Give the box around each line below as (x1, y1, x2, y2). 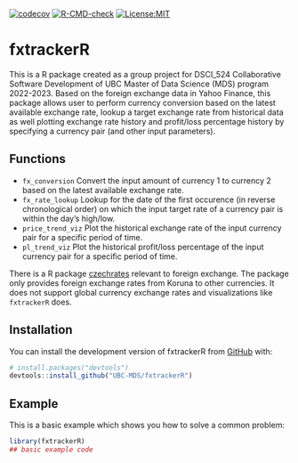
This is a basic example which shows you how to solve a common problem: (9, 419, 285, 431)
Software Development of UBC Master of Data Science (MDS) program (9, 78, 270, 89)
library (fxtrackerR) (9, 437, 86, 446)
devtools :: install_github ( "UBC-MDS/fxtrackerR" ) (9, 371, 193, 380)
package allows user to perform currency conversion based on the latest (9, 97, 276, 108)
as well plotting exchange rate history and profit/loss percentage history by (9, 116, 285, 126)
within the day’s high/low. (21, 213, 116, 223)
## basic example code (9, 445, 93, 454)
